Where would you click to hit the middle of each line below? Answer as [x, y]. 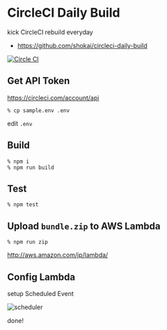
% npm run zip [28, 242]
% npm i [18, 162]
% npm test [23, 205]
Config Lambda [41, 277]
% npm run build [31, 167]
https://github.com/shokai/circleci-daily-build [82, 45]
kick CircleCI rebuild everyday [50, 32]
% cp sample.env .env [39, 110]
